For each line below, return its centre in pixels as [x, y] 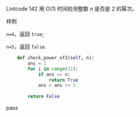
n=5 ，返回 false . [26, 47]
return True [63, 80]
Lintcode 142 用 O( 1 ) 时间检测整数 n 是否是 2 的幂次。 [72, 9]
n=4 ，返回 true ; [25, 34]
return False [44, 97]
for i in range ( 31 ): [53, 69]
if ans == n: [54, 74]
